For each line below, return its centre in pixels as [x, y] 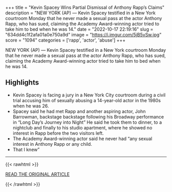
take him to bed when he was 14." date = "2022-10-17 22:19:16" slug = [79, 29]
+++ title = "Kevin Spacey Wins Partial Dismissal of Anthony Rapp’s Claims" [85, 7]
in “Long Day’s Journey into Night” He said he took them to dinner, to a [87, 122]
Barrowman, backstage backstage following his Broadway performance [88, 117]
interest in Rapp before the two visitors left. [58, 133]
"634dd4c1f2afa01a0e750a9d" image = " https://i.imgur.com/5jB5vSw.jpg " [83, 35]
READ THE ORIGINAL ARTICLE [38, 174]
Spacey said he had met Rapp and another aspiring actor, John [79, 111]
